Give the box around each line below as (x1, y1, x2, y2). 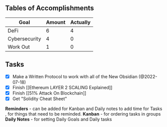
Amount (45, 18, 66, 25)
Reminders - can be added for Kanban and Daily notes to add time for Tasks (5, 106, 163, 112)
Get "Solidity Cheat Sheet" (12, 96, 67, 102)
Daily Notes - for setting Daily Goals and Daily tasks (5, 116, 112, 122)
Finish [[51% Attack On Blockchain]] (12, 90, 86, 96)
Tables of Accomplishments (5, 4, 94, 12)
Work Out (7, 43, 30, 50)
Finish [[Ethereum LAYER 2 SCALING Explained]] (12, 84, 113, 90)
